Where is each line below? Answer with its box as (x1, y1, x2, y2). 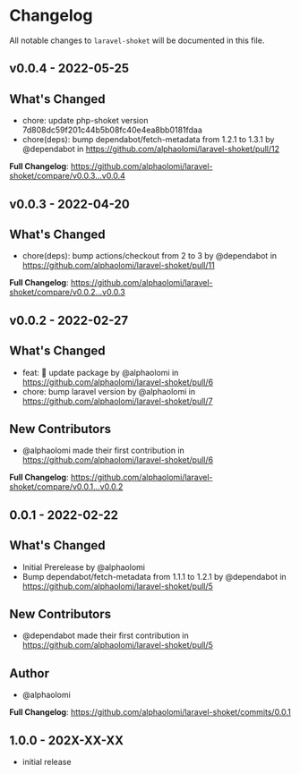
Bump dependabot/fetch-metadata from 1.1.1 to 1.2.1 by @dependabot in (21, 571, 287, 582)
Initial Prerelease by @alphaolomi (21, 561, 146, 573)
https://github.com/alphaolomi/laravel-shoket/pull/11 (21, 260, 215, 271)
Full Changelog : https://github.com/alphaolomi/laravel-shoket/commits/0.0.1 (9, 707, 291, 718)
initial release (21, 757, 72, 767)
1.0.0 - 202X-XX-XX (9, 733, 124, 748)
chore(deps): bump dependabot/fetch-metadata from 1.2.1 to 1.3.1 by (21, 134, 275, 145)
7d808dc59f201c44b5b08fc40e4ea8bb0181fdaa (21, 124, 203, 135)
